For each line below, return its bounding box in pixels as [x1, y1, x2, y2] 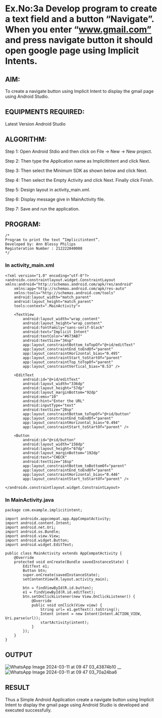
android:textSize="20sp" [23, 407, 74, 412]
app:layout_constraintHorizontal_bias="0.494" [23, 420, 120, 425]
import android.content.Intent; [5, 521, 71, 526]
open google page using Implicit [5, 45, 139, 56]
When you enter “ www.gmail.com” [5, 24, 152, 35]
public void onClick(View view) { [31, 603, 102, 608]
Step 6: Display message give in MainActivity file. [5, 196, 105, 202]
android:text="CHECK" [23, 455, 67, 460]
